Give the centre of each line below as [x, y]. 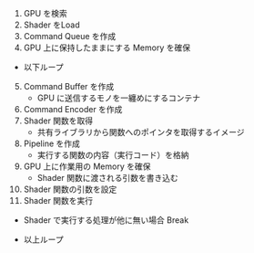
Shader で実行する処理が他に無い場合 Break [106, 220]
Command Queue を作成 [70, 36]
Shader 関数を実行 [58, 200]
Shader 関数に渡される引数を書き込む [107, 178]
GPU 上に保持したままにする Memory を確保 [107, 47]
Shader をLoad [51, 25]
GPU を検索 [45, 13]
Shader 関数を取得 [58, 121]
